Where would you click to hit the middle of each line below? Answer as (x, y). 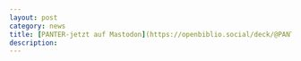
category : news (38, 26)
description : (34, 43)
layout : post (34, 17)
